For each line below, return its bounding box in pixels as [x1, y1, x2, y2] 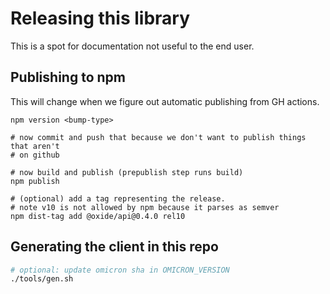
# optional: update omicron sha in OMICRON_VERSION [10, 265, 230, 275]
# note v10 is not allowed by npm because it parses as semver [10, 202, 280, 212]
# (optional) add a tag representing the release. [10, 193, 226, 204]
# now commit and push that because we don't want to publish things [10, 132, 307, 142]
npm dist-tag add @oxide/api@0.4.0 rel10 [10, 211, 186, 221]
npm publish [10, 176, 60, 186]
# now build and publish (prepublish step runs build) [10, 167, 244, 177]
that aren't [10, 141, 60, 151]
